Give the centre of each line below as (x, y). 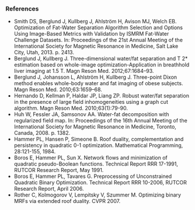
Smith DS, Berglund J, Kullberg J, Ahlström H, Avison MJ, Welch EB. (95, 22)
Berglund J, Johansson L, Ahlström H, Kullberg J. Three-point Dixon (95, 77)
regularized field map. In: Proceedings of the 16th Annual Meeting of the (100, 121)
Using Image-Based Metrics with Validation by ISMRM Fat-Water (91, 34)
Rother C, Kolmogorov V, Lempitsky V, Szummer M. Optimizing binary (97, 195)
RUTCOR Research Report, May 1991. (59, 170)
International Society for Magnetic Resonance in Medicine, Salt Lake (96, 46)
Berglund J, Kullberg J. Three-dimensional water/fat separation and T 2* (101, 59)
